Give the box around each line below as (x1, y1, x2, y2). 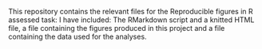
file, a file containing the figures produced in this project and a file (8, 24, 225, 32)
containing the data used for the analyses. (8, 32, 147, 41)
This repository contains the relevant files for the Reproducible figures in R (8, 7, 253, 16)
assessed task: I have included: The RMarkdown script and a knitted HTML (8, 15, 255, 24)
